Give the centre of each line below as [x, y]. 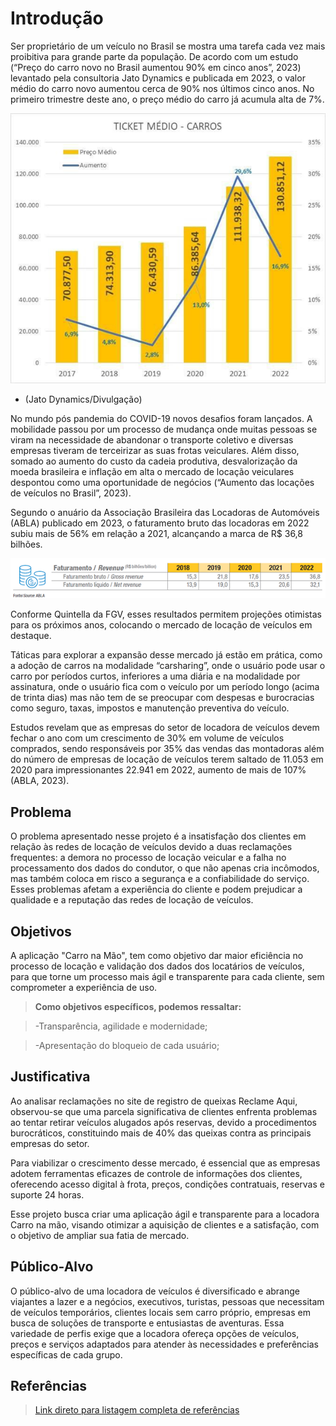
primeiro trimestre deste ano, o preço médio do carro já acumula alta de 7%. [167, 99]
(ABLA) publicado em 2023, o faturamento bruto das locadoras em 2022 [160, 523]
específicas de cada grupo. [66, 1354]
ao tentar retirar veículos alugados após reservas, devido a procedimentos [163, 1122]
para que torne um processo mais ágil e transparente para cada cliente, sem [167, 977]
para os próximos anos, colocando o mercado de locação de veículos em [161, 625]
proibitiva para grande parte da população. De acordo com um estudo [154, 56]
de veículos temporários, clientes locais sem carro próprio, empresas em [160, 1312]
